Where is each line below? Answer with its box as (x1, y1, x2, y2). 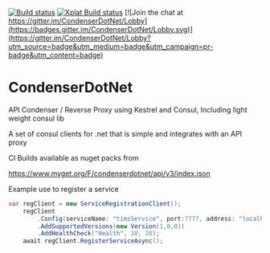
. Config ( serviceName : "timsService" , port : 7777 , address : (37, 214, 235, 222)
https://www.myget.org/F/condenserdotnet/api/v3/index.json (8, 169, 211, 178)
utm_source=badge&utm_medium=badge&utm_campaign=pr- (8, 42, 214, 51)
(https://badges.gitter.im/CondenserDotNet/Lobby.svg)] (8, 25, 193, 34)
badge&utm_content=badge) (8, 51, 104, 59)
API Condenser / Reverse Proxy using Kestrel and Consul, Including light (8, 104, 247, 114)
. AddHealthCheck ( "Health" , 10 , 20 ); (37, 230, 160, 238)
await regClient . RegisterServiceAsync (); (22, 237, 163, 245)
